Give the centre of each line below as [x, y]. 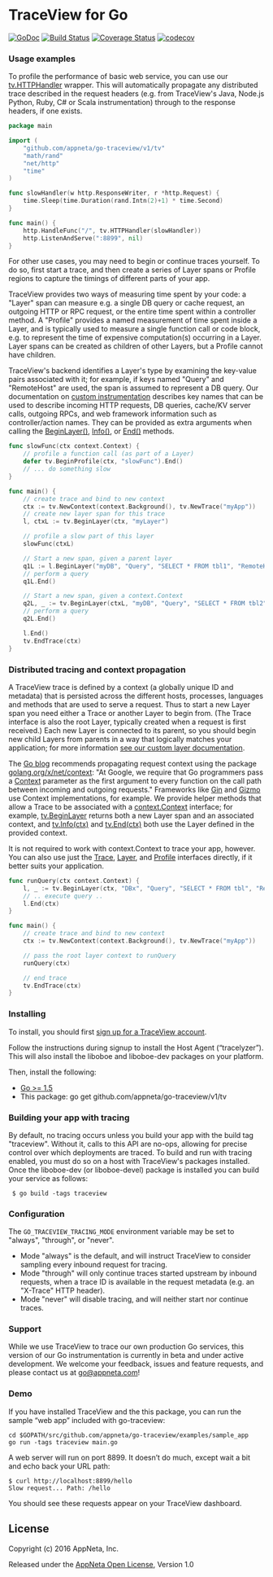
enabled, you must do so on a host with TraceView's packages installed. [129, 1161]
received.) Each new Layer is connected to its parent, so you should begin [132, 730]
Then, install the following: [52, 1072]
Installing [27, 1014]
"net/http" [41, 163]
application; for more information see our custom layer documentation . [127, 748]
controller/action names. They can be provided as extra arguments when [130, 423]
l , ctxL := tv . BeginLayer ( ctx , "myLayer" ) [96, 522]
